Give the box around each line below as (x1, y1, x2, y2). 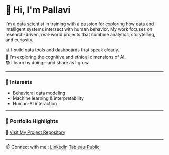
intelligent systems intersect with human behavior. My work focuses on (5, 26, 152, 32)
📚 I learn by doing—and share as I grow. (5, 59, 90, 65)
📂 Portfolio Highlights (5, 118, 59, 125)
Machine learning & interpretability (12, 95, 84, 101)
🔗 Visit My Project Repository (5, 129, 66, 135)
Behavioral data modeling (12, 90, 66, 96)
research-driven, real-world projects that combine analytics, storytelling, (5, 31, 156, 37)
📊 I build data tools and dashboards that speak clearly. (5, 47, 120, 53)
